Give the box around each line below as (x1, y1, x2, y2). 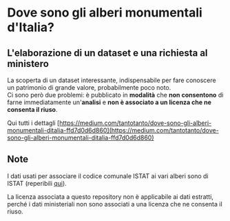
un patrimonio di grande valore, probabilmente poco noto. (7, 84, 171, 91)
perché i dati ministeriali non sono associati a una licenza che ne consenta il (7, 200, 222, 208)
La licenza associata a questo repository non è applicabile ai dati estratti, (7, 192, 213, 201)
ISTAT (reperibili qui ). (7, 179, 67, 187)
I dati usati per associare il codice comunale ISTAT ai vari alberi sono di (7, 171, 209, 180)
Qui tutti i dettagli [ (7, 119, 60, 127)
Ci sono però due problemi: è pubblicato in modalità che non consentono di (7, 91, 224, 99)
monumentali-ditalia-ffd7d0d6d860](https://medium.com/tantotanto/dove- (7, 126, 219, 134)
